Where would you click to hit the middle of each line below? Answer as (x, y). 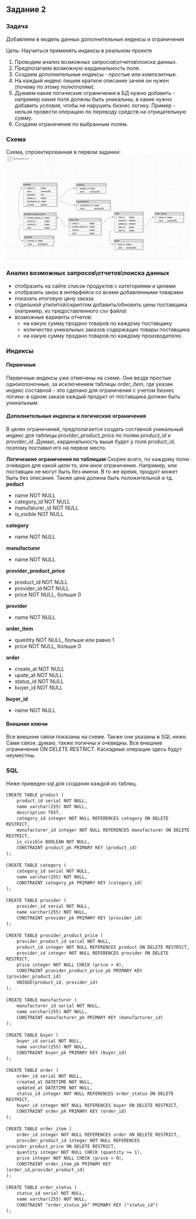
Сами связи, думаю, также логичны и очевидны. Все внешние (84, 743)
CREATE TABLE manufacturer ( (42, 1000)
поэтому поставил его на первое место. (56, 448)
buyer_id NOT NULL (39, 688)
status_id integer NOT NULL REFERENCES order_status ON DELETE (95, 1094)
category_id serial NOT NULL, (54, 871)
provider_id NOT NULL (42, 589)
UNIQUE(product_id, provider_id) (57, 982)
